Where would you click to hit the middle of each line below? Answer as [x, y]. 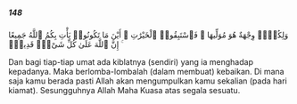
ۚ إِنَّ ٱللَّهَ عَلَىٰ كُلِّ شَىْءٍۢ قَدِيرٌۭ [65, 44]
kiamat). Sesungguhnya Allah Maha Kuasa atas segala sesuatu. [124, 90]
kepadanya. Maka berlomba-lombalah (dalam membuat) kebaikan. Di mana [146, 71]
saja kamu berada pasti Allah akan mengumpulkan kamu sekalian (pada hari [148, 81]
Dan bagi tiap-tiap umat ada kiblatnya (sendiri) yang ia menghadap [131, 61]
